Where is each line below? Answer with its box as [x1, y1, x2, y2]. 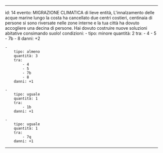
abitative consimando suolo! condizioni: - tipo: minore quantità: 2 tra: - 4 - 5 [5, 30, 157, 36]
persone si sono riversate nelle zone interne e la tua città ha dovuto [5, 20, 140, 26]
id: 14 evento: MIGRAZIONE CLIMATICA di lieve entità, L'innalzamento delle [5, 10, 155, 15]
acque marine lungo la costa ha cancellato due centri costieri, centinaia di [5, 15, 153, 20]
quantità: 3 [14, 54, 38, 58]
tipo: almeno [14, 49, 40, 54]
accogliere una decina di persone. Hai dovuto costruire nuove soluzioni [5, 25, 147, 31]
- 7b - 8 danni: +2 [5, 36, 40, 41]
